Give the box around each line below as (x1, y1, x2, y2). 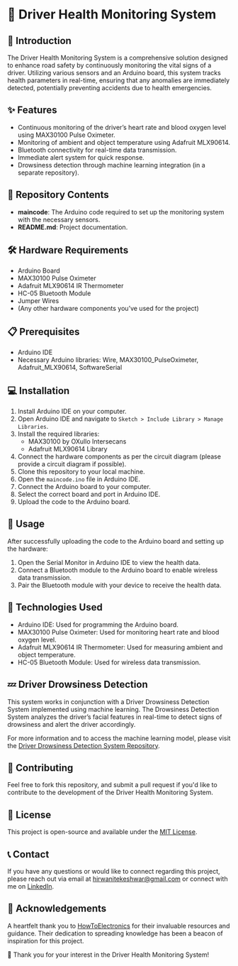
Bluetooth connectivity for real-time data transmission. (17, 146, 177, 154)
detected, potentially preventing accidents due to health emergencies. (7, 84, 212, 92)
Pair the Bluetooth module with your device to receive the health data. (17, 581, 222, 589)
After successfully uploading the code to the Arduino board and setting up (7, 537, 225, 545)
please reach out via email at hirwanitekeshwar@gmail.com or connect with (7, 874, 228, 883)
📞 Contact (7, 848, 50, 860)
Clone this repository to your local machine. (17, 468, 145, 476)
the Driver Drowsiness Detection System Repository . (7, 741, 161, 750)
